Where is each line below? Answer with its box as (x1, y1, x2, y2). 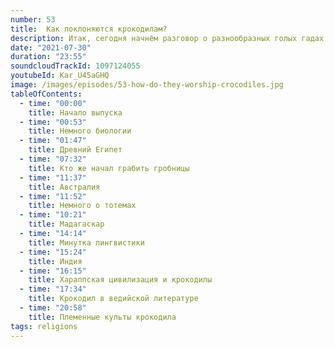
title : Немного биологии (28, 126, 132, 136)
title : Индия (28, 256, 83, 266)
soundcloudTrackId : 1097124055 (10, 61, 141, 71)
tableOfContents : (10, 89, 83, 99)
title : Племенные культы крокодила (28, 312, 177, 322)
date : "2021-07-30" (10, 42, 92, 53)
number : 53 (10, 14, 56, 25)
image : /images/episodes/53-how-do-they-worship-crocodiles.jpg (10, 80, 284, 90)
